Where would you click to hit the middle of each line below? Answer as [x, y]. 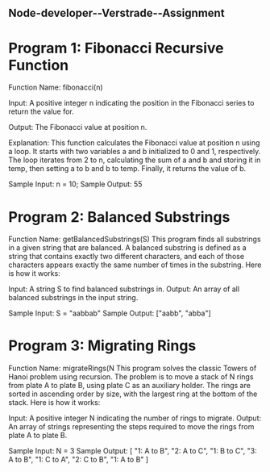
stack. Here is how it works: [54, 403]
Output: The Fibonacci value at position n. [78, 127]
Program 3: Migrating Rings [102, 346]
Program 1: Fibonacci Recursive [116, 48]
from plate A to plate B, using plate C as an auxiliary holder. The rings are [130, 386]
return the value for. [41, 111]
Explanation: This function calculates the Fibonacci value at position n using [134, 143]
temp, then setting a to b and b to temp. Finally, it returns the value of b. [127, 169]
